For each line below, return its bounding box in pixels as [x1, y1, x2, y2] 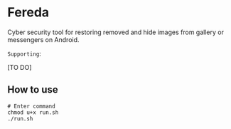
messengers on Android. [7, 35, 80, 43]
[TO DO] [7, 63, 32, 71]
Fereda [7, 4, 50, 21]
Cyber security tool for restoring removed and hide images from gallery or [7, 28, 224, 36]
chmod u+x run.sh [7, 108, 59, 116]
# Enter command [7, 103, 55, 110]
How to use [7, 83, 58, 96]
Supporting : [7, 49, 41, 58]
